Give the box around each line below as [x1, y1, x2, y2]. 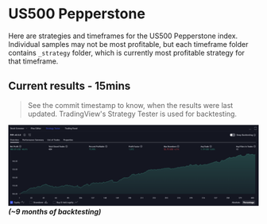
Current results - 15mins [8, 79, 131, 93]
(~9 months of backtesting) [8, 207, 102, 217]
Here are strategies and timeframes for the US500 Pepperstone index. [8, 31, 238, 41]
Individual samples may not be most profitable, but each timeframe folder [8, 39, 249, 48]
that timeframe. [8, 56, 59, 66]
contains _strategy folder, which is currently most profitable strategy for [8, 48, 245, 57]
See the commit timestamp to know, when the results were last [27, 100, 234, 110]
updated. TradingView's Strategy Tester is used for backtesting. [27, 109, 237, 118]
